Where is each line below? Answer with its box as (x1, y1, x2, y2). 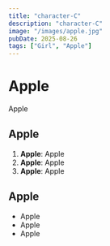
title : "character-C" (8, 11, 82, 20)
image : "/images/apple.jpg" (8, 27, 104, 35)
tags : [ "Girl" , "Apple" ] (8, 42, 92, 50)
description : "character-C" (8, 19, 104, 28)
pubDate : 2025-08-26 (8, 34, 78, 43)
